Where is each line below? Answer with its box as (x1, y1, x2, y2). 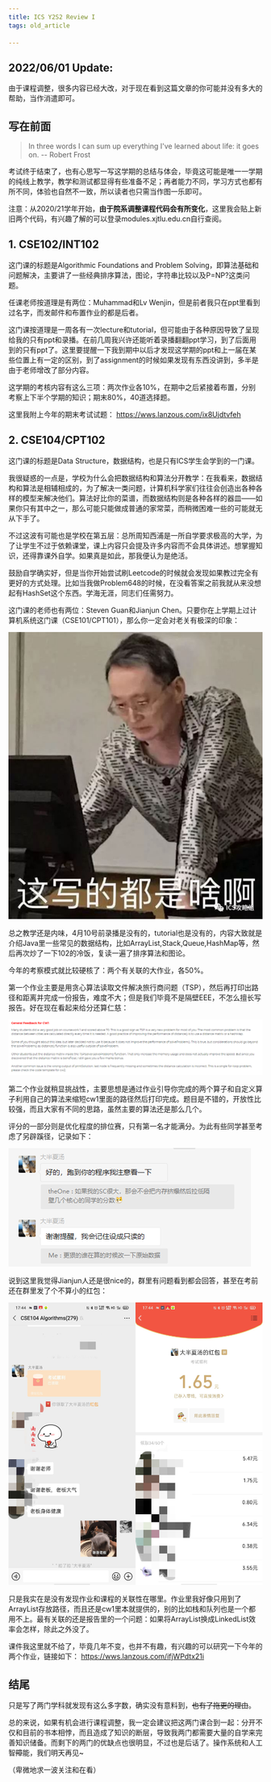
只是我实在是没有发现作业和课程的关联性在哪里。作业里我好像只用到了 (8, 1594, 242, 1604)
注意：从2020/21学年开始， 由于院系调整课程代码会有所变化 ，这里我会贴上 (8, 204, 256, 213)
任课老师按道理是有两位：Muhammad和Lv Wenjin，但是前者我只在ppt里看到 (8, 297, 261, 307)
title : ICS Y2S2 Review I (8, 13, 95, 21)
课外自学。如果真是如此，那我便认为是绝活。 (43, 550, 192, 560)
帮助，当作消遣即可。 (8, 94, 79, 103)
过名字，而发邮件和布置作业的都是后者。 (8, 307, 143, 317)
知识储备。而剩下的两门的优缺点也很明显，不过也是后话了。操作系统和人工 (15, 1738, 263, 1747)
